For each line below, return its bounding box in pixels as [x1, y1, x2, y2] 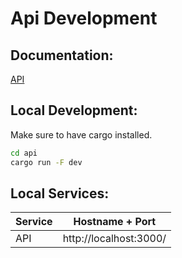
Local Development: [10, 102, 138, 119]
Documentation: [10, 47, 114, 64]
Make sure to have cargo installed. [10, 128, 153, 141]
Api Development [10, 7, 158, 30]
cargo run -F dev [10, 157, 83, 167]
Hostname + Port [73, 215, 157, 229]
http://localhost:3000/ [62, 232, 167, 246]
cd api [10, 148, 38, 158]
